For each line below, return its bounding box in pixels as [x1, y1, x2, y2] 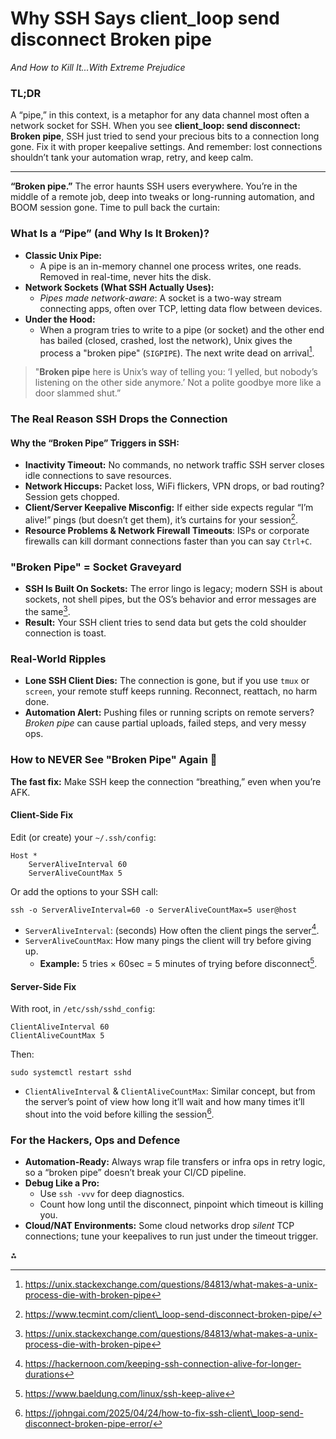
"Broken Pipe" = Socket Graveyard [10, 560, 182, 574]
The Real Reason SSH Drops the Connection [10, 412, 228, 426]
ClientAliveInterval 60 [10, 1022, 110, 1032]
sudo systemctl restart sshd [10, 1068, 132, 1078]
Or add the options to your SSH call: [10, 885, 159, 897]
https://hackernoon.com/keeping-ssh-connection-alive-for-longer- [24, 1358, 302, 1370]
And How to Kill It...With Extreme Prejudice [10, 61, 186, 73]
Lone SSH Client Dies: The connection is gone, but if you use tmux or [24, 675, 310, 687]
